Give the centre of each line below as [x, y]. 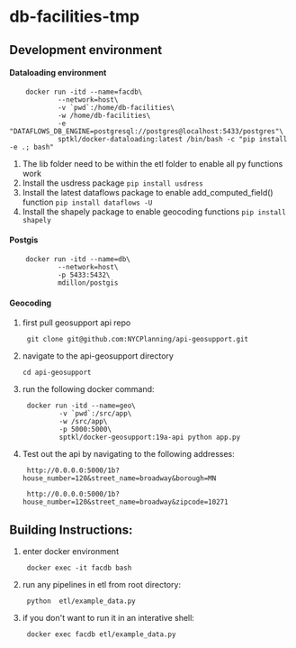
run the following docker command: [88, 389]
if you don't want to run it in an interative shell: [108, 618]
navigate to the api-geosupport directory [98, 356]
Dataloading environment [58, 73]
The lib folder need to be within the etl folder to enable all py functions [152, 163]
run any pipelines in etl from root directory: [102, 584]
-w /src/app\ [83, 422]
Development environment [86, 50]
